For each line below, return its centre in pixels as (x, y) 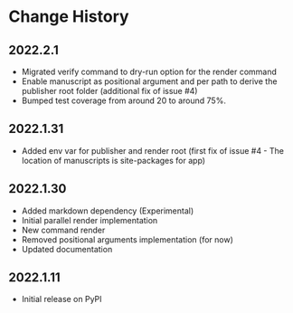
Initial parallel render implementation (90, 220)
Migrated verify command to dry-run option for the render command (149, 71)
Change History (69, 17)
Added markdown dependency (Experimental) (108, 211)
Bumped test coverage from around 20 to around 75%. (124, 100)
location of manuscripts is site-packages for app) (113, 160)
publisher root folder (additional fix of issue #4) (109, 91)
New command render (63, 230)
